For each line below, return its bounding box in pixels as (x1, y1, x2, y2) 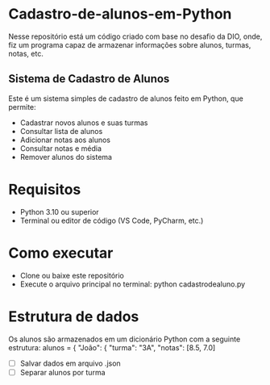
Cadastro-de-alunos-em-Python (8, 5, 232, 23)
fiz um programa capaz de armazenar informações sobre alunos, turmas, (8, 40, 251, 49)
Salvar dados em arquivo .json (19, 358, 121, 368)
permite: (8, 102, 36, 111)
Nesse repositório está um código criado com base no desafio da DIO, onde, (8, 31, 263, 41)
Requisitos (8, 180, 81, 199)
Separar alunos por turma (19, 367, 106, 377)
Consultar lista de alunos (19, 126, 103, 136)
